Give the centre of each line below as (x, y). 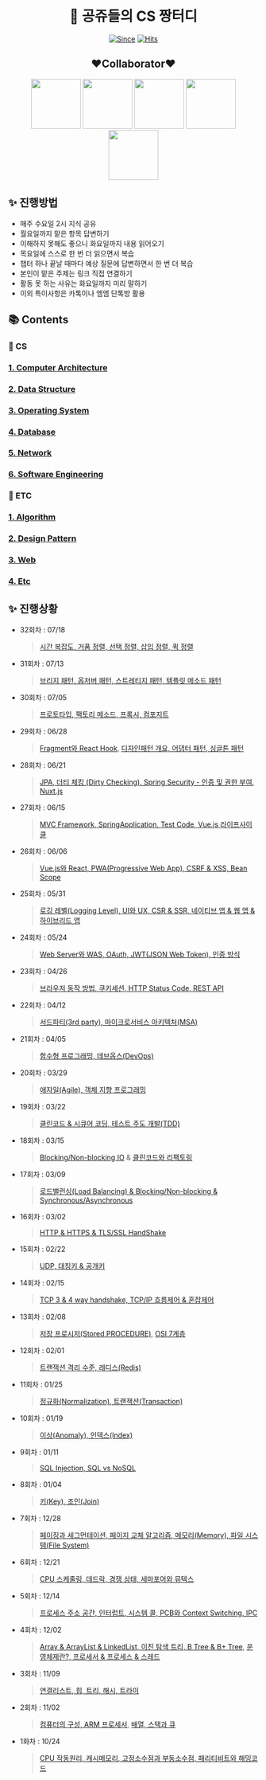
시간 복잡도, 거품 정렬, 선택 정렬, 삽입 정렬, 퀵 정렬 (116, 647)
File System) (69, 1545)
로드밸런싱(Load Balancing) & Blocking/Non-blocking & (129, 1191)
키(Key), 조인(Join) (69, 1501)
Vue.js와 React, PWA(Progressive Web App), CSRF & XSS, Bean (143, 868)
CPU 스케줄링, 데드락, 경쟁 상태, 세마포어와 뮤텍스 (117, 1579)
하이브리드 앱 (60, 920)
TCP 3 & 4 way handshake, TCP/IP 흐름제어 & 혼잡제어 (127, 1300)
